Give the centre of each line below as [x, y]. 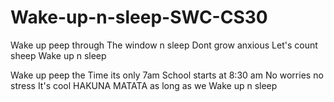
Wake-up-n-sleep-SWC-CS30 [139, 17]
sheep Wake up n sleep [58, 55]
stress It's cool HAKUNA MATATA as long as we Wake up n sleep [144, 85]
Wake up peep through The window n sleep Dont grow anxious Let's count [164, 45]
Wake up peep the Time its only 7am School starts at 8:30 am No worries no [167, 75]
